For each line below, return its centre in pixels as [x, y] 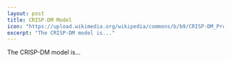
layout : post [26, 13]
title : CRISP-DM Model [40, 20]
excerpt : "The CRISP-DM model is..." [61, 33]
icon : [15, 26]
